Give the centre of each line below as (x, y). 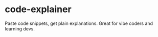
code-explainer (38, 9)
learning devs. (20, 28)
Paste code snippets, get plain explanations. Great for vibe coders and (79, 23)
